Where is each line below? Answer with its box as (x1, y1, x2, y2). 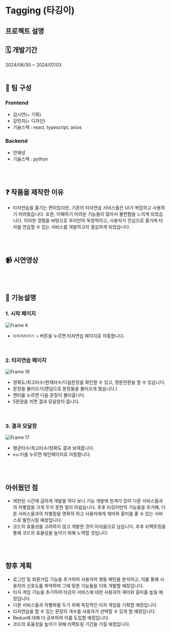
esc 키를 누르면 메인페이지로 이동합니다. (12, 452, 91, 458)
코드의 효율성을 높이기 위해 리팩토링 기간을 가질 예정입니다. (12, 621, 131, 627)
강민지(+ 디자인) (12, 118, 46, 124)
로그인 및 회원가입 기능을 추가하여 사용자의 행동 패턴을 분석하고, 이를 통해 (12, 576, 159, 582)
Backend (5, 137, 28, 144)
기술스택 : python (12, 156, 49, 162)
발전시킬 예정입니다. (22, 517, 62, 523)
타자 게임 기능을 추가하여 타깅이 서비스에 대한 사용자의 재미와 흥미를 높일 (12, 589, 158, 595)
